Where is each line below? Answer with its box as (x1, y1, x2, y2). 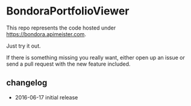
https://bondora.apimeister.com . (6, 30, 86, 37)
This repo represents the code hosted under (6, 24, 116, 31)
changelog (6, 78, 48, 88)
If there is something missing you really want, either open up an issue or (6, 54, 186, 61)
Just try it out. (6, 42, 41, 49)
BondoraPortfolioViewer (6, 4, 130, 18)
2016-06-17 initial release (14, 93, 78, 101)
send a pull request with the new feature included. (6, 60, 131, 67)
